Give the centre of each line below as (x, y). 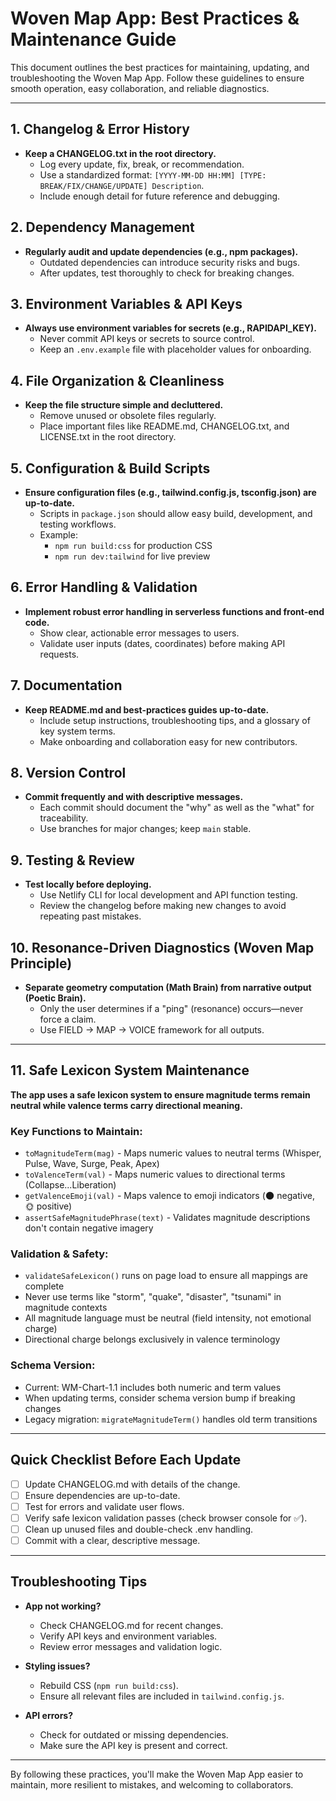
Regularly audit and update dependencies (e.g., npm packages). (161, 251)
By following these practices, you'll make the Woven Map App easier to (157, 1774)
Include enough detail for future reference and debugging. (160, 196)
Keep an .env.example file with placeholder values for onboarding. (175, 349)
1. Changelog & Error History (100, 129)
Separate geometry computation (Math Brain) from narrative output (168, 988)
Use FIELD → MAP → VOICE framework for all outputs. (152, 1030)
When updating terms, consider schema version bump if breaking (160, 1398)
